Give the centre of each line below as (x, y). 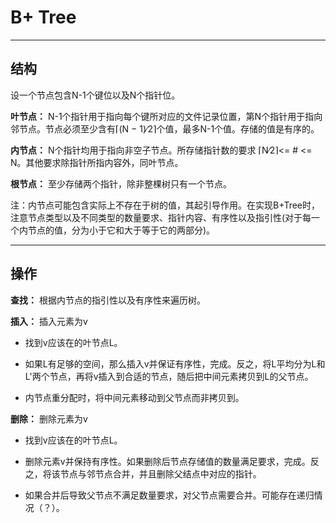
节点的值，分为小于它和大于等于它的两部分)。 (121, 230)
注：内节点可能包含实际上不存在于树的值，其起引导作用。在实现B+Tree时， (165, 205)
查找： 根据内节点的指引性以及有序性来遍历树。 (108, 300)
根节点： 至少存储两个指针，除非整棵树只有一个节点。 (121, 183)
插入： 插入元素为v (49, 321)
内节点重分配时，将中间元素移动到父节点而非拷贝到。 (134, 397)
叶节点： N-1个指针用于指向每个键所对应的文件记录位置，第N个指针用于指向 (166, 116)
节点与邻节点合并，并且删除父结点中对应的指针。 (160, 473)
